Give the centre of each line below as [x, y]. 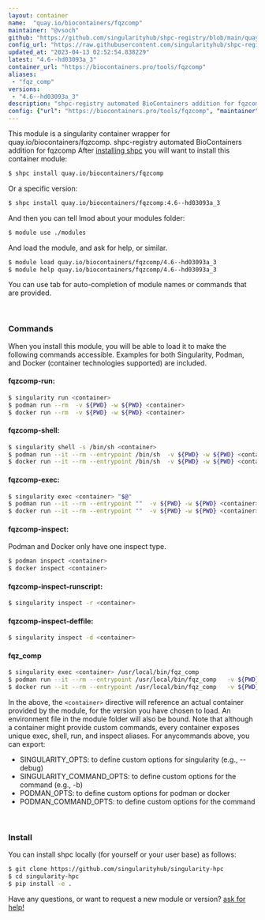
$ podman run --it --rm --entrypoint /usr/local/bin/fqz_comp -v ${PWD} [134, 680]
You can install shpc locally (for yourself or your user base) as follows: [122, 854]
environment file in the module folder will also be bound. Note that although [131, 719]
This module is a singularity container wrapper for [89, 134]
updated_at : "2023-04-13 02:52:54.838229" [79, 52]
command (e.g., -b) [51, 785]
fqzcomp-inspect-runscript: [56, 586]
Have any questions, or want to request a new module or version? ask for [127, 899]
